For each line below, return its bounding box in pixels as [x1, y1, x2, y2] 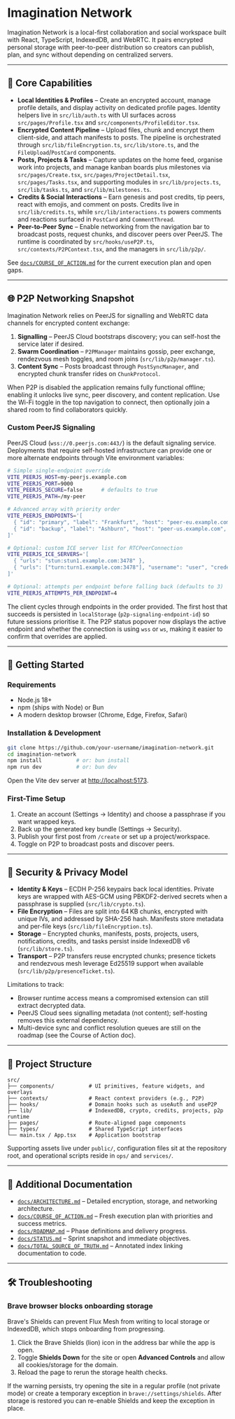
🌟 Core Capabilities [7, 77, 93, 89]
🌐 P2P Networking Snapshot [7, 293, 134, 305]
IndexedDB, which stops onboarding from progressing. [7, 1324, 166, 1333]
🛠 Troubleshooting [7, 1277, 93, 1289]
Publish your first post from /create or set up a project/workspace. [17, 832, 211, 840]
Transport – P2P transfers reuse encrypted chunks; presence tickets [17, 952, 216, 960]
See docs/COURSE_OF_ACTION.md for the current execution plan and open [7, 258, 212, 267]
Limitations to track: [7, 981, 64, 989]
